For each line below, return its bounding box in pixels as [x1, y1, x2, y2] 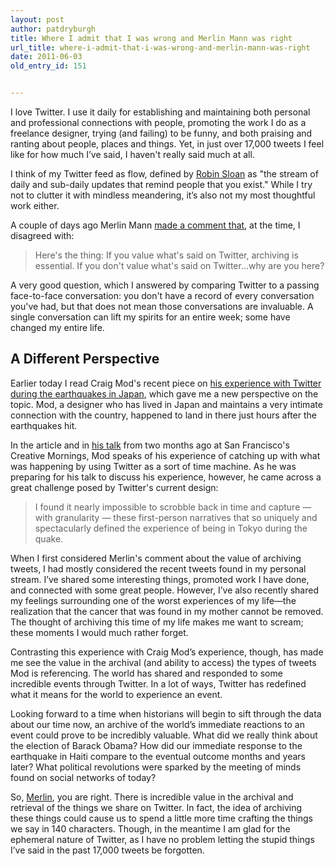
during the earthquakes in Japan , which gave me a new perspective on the [10, 387, 319, 400]
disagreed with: [10, 230, 75, 241]
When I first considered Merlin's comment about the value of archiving [10, 552, 302, 564]
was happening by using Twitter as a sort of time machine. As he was [10, 460, 297, 472]
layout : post [10, 14, 65, 25]
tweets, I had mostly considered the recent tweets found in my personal [10, 562, 307, 575]
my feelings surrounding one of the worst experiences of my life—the [10, 594, 297, 606]
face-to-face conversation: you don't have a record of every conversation [10, 290, 315, 301]
